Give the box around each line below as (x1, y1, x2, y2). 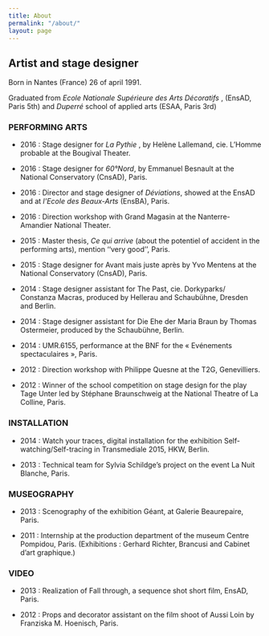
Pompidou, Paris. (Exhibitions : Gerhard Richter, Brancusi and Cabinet (19, 539, 251, 549)
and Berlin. (19, 302, 56, 311)
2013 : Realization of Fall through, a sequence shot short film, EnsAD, (19, 586, 249, 596)
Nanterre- (198, 212, 230, 221)
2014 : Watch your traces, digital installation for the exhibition (19, 435, 222, 445)
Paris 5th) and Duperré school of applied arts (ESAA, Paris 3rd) (8, 102, 217, 111)
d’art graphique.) (19, 548, 76, 557)
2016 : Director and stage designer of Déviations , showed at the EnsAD (19, 188, 255, 197)
